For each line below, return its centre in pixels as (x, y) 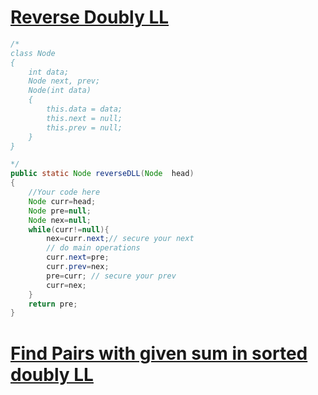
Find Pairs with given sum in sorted (159, 353)
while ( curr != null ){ (69, 229)
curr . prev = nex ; (78, 267)
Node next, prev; (64, 81)
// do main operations (93, 248)
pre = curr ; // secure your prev (111, 276)
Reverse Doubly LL (90, 17)
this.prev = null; (84, 127)
